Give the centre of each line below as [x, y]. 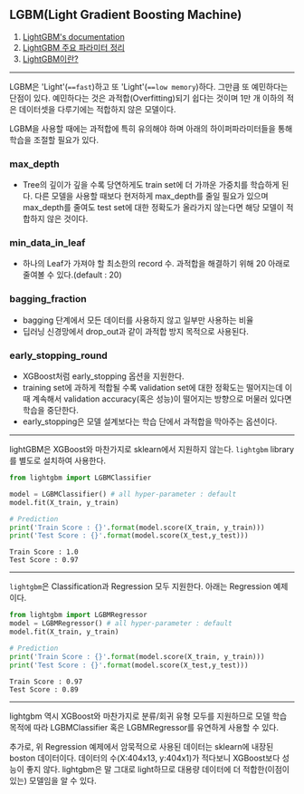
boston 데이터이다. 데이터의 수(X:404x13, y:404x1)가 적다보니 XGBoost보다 [145, 758]
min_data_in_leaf [47, 243]
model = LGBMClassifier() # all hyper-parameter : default [123, 494]
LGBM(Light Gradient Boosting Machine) [126, 15]
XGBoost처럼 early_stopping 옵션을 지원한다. [103, 376]
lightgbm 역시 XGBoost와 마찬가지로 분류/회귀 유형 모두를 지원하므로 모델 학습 [148, 716]
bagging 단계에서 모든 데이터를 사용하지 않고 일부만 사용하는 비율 [138, 320]
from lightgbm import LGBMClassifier [81, 478]
